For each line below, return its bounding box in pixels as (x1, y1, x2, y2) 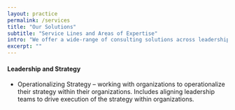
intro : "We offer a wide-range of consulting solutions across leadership (7, 36, 230, 43)
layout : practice (7, 10, 58, 18)
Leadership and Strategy (7, 64, 81, 73)
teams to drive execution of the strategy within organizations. (17, 95, 194, 104)
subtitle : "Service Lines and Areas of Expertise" (7, 29, 158, 37)
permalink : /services (7, 17, 71, 24)
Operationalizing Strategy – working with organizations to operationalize (17, 80, 225, 88)
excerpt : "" (7, 43, 42, 50)
